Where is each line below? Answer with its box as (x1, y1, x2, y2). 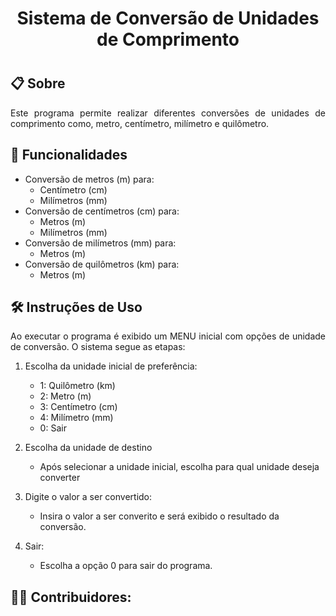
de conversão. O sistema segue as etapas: (10, 341, 186, 353)
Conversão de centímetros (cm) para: (24, 205, 180, 217)
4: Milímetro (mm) (39, 412, 114, 424)
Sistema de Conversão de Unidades (16, 7, 320, 30)
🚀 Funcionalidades (10, 147, 128, 164)
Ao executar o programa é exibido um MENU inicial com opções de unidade (10, 330, 326, 342)
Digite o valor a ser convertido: (24, 491, 153, 503)
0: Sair (39, 422, 67, 434)
